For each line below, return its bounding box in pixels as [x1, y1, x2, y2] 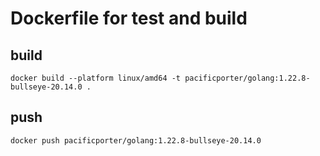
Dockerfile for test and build [10, 7, 248, 30]
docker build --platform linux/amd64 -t [10, 73, 182, 83]
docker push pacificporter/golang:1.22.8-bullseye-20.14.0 [10, 135, 262, 146]
